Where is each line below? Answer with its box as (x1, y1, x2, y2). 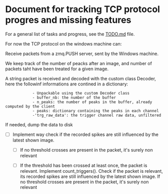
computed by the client (5, 104, 55, 109)
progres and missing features (5, 14, 132, 26)
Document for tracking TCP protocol (5, 4, 160, 15)
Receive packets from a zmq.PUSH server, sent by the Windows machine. (5, 51, 159, 57)
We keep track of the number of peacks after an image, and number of (5, 60, 152, 66)
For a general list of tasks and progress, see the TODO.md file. (5, 31, 135, 37)
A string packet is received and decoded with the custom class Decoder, (5, 75, 156, 81)
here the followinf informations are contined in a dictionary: (5, 81, 129, 87)
